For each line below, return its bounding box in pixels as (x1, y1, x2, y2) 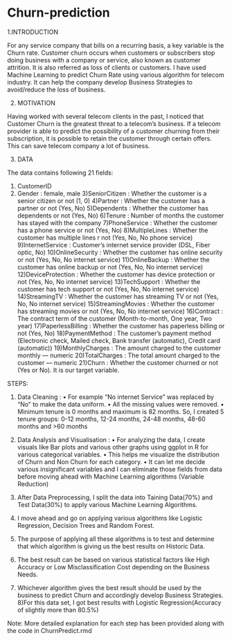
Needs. (17, 570, 38, 578)
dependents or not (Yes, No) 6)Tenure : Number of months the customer (17, 211, 224, 220)
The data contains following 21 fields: (7, 168, 114, 177)
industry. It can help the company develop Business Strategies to (7, 78, 193, 86)
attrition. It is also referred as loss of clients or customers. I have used (7, 63, 206, 71)
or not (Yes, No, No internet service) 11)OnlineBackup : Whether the (17, 255, 210, 264)
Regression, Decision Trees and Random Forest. (17, 521, 154, 529)
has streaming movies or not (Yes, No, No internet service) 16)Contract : (17, 307, 224, 315)
